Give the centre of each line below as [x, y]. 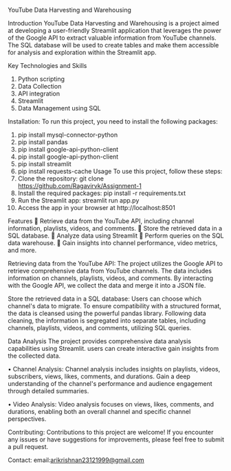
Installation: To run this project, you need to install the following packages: [113, 122]
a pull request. [28, 447]
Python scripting [41, 79]
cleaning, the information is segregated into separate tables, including [107, 321]
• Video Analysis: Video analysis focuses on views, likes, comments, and [111, 404]
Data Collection [40, 86]
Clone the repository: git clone [60, 179]
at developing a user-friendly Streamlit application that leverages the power [115, 31]
